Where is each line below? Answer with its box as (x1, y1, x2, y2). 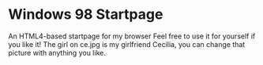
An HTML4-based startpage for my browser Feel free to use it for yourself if (8, 31, 256, 41)
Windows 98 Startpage (8, 5, 163, 23)
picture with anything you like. (8, 48, 107, 57)
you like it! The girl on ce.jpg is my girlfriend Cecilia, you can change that (8, 39, 246, 49)
